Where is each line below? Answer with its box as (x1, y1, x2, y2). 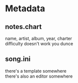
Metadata (5, 3, 45, 14)
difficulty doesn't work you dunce (5, 41, 74, 47)
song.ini (5, 55, 31, 63)
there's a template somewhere (5, 68, 67, 74)
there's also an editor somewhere (5, 73, 73, 79)
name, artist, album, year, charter (5, 35, 72, 41)
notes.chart (5, 23, 42, 31)
